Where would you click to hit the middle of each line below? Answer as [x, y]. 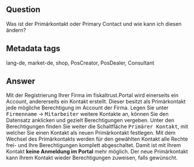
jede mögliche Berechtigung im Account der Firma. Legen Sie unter [87, 108]
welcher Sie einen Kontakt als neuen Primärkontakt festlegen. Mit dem [91, 133]
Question [23, 10]
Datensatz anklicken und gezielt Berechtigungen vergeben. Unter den [90, 121]
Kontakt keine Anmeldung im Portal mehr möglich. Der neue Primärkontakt [97, 152]
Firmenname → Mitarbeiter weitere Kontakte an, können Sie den [87, 114]
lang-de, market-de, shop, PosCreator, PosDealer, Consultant [80, 63]
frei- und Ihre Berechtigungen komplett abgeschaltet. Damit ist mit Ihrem [94, 145]
